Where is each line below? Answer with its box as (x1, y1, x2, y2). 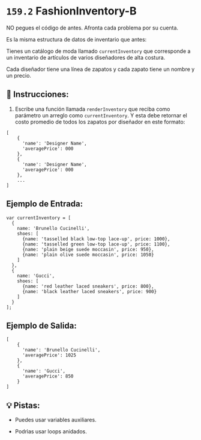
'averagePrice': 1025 (22, 352, 77, 359)
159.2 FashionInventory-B (6, 4, 137, 18)
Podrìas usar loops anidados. (14, 428, 87, 435)
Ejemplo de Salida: (6, 320, 77, 330)
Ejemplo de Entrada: (6, 199, 83, 209)
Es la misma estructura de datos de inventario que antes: (6, 36, 147, 43)
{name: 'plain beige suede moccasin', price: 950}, (22, 246, 154, 252)
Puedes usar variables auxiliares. (14, 417, 97, 424)
